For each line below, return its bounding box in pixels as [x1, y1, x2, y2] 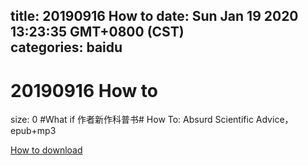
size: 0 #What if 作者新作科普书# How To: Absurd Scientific [10, 114, 254, 126]
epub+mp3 [10, 125, 57, 137]
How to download [10, 144, 83, 156]
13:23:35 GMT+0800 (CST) [10, 24, 185, 41]
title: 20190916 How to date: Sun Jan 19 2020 [10, 8, 299, 25]
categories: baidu [10, 39, 123, 56]
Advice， [255, 114, 294, 126]
